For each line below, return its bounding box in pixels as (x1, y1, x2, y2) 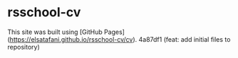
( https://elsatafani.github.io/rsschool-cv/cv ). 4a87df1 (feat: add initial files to (7, 35, 231, 43)
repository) (7, 42, 41, 51)
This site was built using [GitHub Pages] (7, 28, 125, 36)
